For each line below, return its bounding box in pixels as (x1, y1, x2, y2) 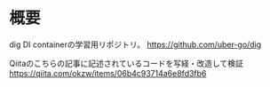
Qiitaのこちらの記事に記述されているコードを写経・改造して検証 (9, 58, 244, 68)
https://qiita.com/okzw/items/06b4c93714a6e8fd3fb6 (9, 67, 207, 78)
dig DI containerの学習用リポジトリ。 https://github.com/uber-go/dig (9, 39, 262, 50)
